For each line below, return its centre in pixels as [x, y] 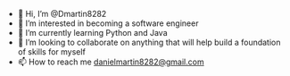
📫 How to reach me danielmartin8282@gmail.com [111, 62]
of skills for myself [52, 52]
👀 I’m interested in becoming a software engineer [108, 23]
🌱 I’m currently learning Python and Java [92, 33]
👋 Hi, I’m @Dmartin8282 [62, 14]
